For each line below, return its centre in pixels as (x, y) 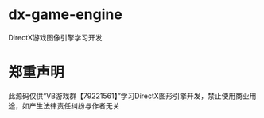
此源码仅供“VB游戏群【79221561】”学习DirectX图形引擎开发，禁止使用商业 (129, 96)
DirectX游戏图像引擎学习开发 (55, 37)
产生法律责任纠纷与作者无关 (74, 105)
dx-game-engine (66, 15)
